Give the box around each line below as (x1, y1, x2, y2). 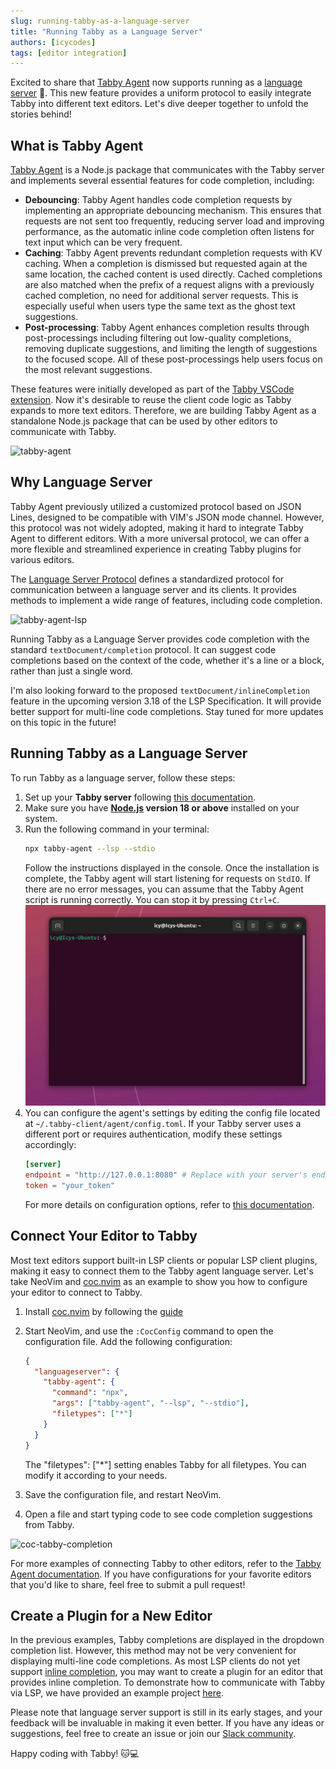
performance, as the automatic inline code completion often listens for (24, 226, 315, 238)
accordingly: (24, 1139, 77, 1151)
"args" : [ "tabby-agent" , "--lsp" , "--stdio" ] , (51, 1398, 250, 1409)
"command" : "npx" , (51, 1388, 129, 1398)
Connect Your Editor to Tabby (10, 1228, 198, 1245)
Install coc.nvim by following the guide (24, 1305, 184, 1317)
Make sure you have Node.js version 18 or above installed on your (24, 801, 300, 814)
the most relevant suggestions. (24, 364, 153, 376)
